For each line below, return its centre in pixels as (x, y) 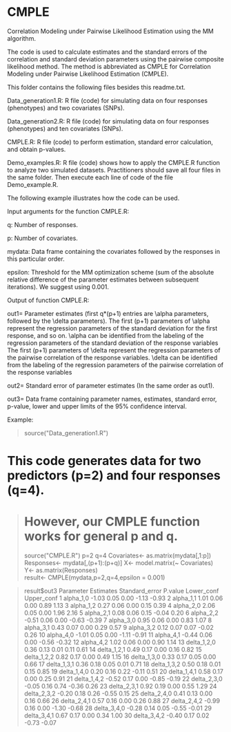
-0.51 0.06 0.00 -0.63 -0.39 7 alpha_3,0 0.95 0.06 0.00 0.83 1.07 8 (118, 620)
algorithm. (22, 38)
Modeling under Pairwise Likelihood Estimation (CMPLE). (88, 74)
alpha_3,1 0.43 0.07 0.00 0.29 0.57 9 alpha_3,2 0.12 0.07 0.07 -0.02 (119, 628)
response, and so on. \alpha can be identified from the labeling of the (106, 335)
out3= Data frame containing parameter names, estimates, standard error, (112, 399)
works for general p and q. (101, 536)
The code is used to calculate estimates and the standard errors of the (107, 52)
